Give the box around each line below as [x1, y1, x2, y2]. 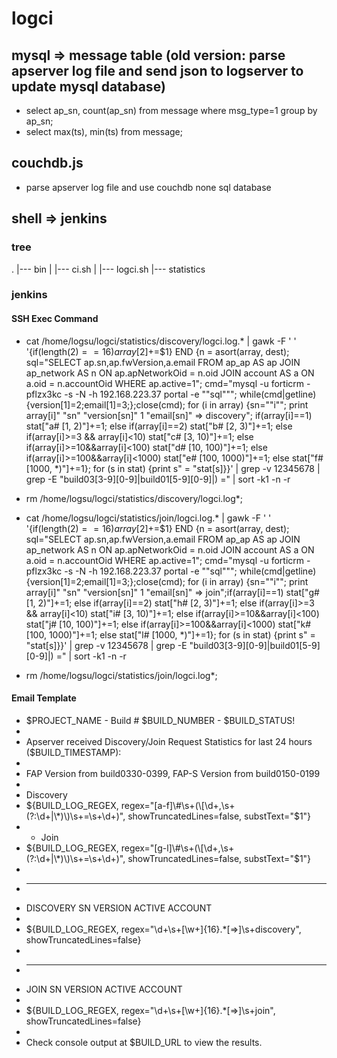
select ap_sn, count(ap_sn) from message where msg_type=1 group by [25, 105, 318, 116]
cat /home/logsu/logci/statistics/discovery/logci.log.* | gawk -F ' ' [25, 335, 297, 347]
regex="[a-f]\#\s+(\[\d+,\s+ [120, 799, 236, 811]
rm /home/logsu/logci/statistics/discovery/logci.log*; [25, 492, 243, 504]
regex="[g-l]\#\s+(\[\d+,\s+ [120, 842, 235, 854]
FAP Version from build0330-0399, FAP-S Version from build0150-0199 [25, 767, 321, 779]
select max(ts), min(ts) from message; [25, 126, 183, 137]
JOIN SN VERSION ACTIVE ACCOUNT [25, 983, 183, 995]
